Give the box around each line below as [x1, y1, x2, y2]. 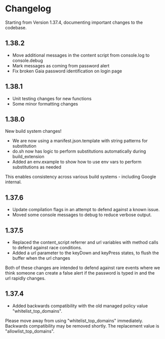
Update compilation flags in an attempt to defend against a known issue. [12, 207, 160, 213]
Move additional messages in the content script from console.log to [12, 52, 150, 58]
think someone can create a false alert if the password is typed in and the [5, 270, 155, 276]
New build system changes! [5, 128, 62, 134]
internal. [5, 179, 22, 185]
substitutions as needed [12, 164, 62, 170]
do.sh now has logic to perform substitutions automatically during [12, 148, 146, 154]
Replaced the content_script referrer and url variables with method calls [12, 239, 159, 245]
